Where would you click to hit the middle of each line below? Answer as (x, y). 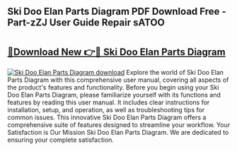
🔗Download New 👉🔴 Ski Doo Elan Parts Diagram (116, 52)
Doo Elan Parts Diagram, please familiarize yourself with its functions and (114, 95)
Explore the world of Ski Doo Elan (175, 72)
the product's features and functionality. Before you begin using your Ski (113, 87)
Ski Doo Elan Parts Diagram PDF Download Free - (117, 12)
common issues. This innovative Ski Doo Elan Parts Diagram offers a (107, 117)
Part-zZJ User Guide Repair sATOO (86, 23)
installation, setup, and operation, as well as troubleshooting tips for (106, 110)
